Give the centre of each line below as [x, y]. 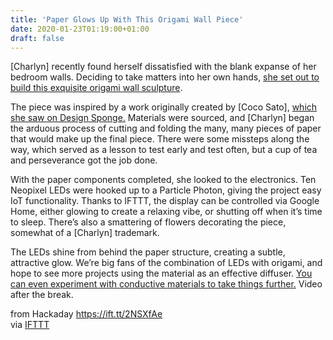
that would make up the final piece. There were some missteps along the [160, 139]
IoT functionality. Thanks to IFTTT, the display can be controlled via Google [165, 201]
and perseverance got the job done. [84, 160]
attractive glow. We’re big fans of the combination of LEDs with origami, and [166, 263]
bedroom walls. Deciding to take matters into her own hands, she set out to [165, 77]
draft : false [37, 38]
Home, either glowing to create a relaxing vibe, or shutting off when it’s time [166, 212]
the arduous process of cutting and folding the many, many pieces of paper [166, 128]
